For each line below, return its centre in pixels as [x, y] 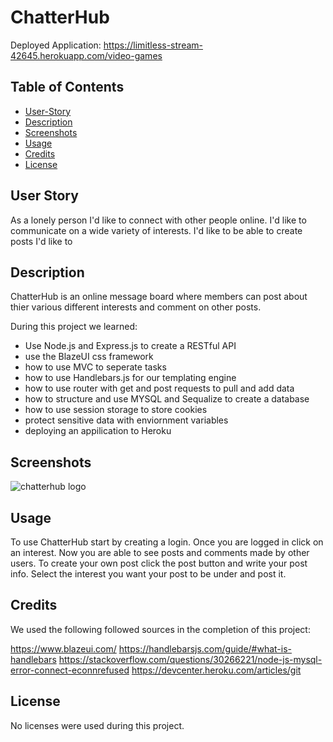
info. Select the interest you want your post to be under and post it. [148, 574]
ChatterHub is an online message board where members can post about [159, 297]
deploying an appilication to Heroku [98, 431]
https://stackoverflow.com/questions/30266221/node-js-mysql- [190, 659]
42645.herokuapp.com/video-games [86, 55]
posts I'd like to [41, 241]
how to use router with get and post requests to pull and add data [159, 388]
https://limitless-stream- [153, 45]
